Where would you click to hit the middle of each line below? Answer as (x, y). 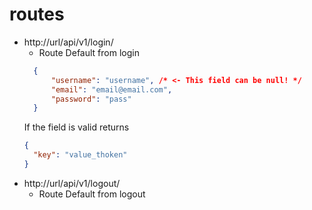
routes (37, 14)
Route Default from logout (92, 194)
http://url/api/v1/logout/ (72, 183)
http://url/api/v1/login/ (68, 42)
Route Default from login (89, 52)
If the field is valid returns (76, 127)
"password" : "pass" (91, 99)
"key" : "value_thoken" (80, 155)
